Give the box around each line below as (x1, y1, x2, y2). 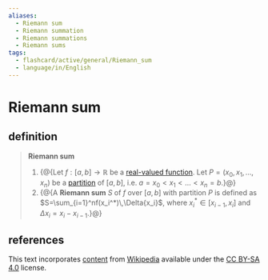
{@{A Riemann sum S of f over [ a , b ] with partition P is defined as (39, 188, 258, 198)
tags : (8, 49, 26, 57)
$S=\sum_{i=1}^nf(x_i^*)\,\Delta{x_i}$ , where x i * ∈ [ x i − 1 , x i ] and (39, 197, 251, 209)
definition (8, 130, 58, 144)
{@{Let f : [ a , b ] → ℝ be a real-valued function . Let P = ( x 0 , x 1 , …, (39, 167, 254, 178)
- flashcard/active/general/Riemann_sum (15, 57, 152, 65)
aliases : (8, 11, 38, 20)
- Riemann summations (15, 34, 88, 42)
